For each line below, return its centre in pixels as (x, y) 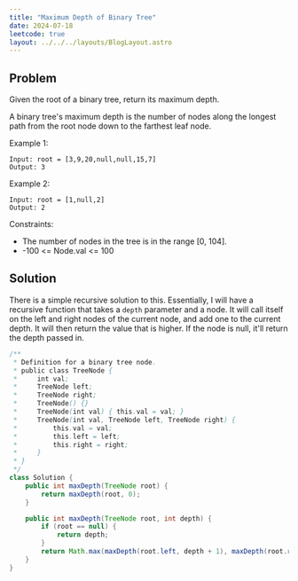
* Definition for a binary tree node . (85, 362)
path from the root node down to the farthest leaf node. (110, 126)
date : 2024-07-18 (41, 26)
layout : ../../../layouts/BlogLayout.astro (91, 42)
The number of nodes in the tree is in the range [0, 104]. (125, 241)
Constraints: (31, 224)
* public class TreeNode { (63, 370)
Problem (33, 78)
